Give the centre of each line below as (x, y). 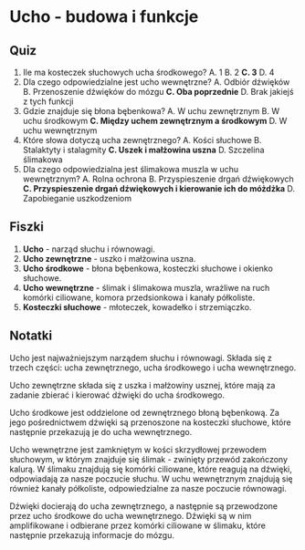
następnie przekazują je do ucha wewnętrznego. (101, 431)
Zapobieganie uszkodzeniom (77, 198)
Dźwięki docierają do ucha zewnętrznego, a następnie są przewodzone (144, 506)
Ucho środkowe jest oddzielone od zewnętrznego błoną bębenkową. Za (145, 412)
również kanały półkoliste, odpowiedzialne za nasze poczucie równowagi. (148, 488)
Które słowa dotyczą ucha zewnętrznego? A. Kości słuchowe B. (142, 140)
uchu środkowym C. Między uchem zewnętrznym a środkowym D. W (155, 121)
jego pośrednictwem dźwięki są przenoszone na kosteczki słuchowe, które (150, 422)
